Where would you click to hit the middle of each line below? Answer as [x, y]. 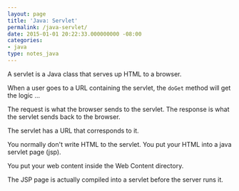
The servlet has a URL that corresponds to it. [73, 130]
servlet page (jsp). [35, 152]
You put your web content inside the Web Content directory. [96, 165]
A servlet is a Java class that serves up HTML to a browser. [95, 74]
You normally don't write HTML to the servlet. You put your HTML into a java [119, 144]
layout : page [27, 14]
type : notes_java [33, 54]
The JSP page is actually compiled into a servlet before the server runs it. [115, 180]
